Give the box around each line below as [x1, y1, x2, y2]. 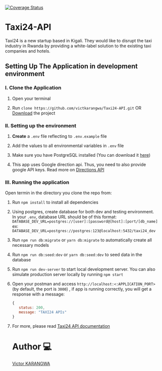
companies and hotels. [5, 48, 51, 54]
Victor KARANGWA [12, 360, 50, 366]
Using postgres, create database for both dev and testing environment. [12, 209, 154, 215]
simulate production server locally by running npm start [12, 272, 124, 278]
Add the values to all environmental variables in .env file [12, 143, 124, 148]
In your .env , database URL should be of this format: [12, 214, 117, 220]
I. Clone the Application [5, 84, 62, 91]
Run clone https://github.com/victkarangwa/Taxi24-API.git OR [12, 105, 142, 111]
